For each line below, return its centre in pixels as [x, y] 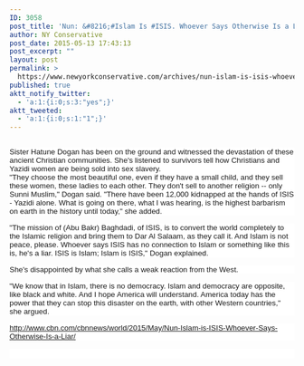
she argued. [29, 312]
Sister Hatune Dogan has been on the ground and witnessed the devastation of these [152, 152]
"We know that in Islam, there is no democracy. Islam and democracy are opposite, [147, 286]
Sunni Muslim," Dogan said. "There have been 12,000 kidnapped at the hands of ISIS [152, 194]
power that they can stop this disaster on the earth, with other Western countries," [145, 303]
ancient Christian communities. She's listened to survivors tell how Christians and [145, 161]
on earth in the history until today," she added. [86, 212]
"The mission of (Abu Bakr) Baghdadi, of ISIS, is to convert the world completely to [147, 228]
